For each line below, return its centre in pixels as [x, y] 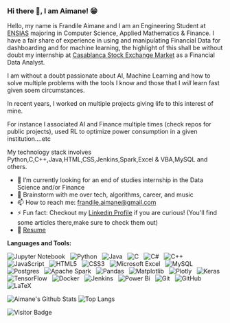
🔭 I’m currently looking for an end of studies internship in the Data [110, 180]
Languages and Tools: [39, 243]
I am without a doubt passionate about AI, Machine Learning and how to [109, 76]
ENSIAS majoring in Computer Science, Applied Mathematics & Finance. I [111, 33]
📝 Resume [31, 230]
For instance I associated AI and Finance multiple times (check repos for [109, 124]
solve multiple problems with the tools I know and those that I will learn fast [113, 83]
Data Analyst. [26, 63]
